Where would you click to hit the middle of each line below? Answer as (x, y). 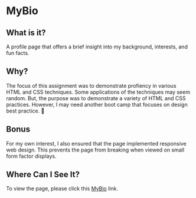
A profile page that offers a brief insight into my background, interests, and (97, 47)
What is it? (26, 33)
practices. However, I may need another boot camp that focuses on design (97, 104)
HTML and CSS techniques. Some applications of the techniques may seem (98, 92)
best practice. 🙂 (25, 111)
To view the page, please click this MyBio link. (62, 189)
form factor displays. (31, 156)
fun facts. (18, 53)
